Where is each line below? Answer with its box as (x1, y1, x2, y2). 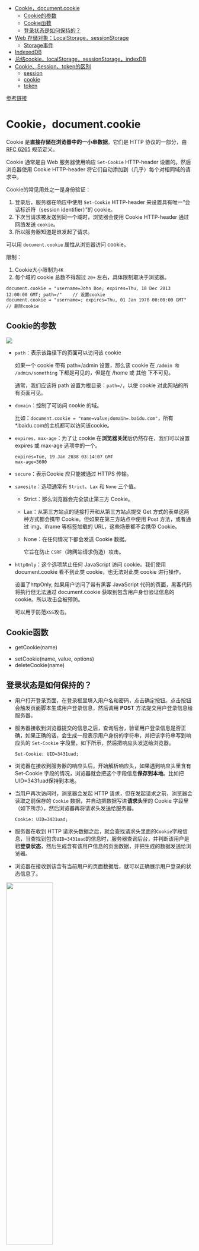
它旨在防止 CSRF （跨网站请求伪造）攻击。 (23, 548, 124, 555)
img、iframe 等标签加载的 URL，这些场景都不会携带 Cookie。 (30, 523, 181, 530)
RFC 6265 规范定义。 (6, 146, 58, 153)
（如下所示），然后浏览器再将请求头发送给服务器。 (14, 804, 137, 812)
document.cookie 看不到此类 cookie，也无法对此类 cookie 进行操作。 (14, 568, 185, 575)
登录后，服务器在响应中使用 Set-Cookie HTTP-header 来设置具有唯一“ (14, 198, 185, 206)
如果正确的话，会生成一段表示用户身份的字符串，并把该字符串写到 (25, 732, 187, 739)
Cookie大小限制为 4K (14, 266, 64, 273)
